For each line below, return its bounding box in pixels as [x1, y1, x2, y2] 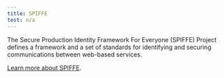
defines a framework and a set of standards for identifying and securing [7, 43, 212, 51]
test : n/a [7, 17, 36, 23]
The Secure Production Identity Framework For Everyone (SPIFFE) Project [7, 35, 217, 43]
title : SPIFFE [7, 10, 48, 17]
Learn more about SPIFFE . [7, 64, 81, 72]
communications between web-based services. [7, 50, 143, 59]
